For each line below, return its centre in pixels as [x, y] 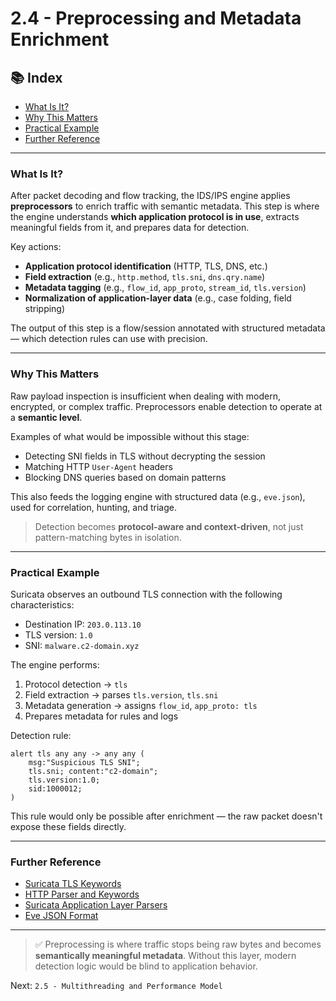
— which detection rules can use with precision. [109, 339]
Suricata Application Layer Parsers [96, 905]
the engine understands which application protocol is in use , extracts [155, 217]
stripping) [45, 309]
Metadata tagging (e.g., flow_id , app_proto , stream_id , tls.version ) [165, 288]
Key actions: [36, 247]
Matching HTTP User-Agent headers [98, 466]
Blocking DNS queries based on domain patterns [125, 477]
